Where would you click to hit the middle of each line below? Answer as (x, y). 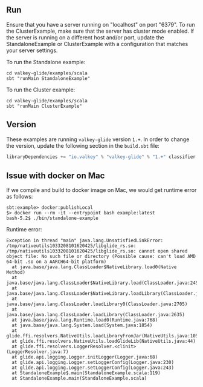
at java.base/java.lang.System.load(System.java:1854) (82, 326)
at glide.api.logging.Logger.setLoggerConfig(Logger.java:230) (93, 363)
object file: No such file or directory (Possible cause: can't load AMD (101, 257)
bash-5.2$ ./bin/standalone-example (52, 218)
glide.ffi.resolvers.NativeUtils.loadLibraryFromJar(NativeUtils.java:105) (104, 336)
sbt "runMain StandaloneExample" (48, 78)
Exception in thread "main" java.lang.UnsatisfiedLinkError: (85, 241)
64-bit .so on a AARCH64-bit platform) (56, 262)
